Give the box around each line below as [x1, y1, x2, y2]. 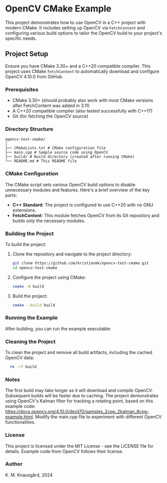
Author [5, 461, 23, 468]
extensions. [12, 207, 36, 213]
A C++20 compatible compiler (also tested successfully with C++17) [12, 108, 153, 114]
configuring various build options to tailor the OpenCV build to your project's [5, 30, 163, 36]
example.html [5, 414, 33, 420]
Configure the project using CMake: [12, 274, 86, 280]
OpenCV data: [5, 355, 34, 361]
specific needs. [5, 35, 37, 41]
